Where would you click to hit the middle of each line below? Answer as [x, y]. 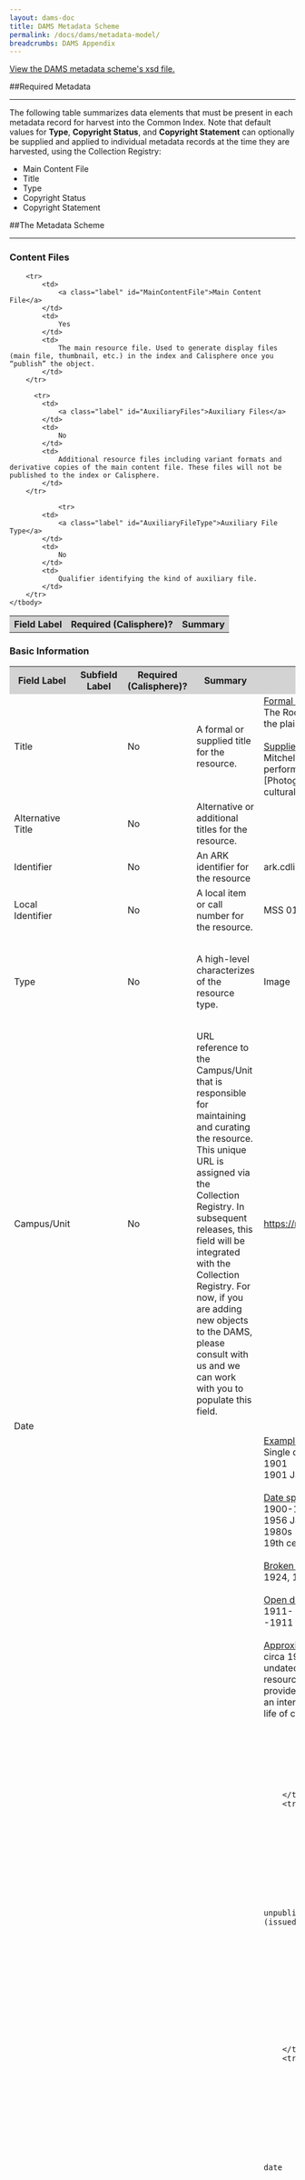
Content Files [39, 257]
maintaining [221, 1115]
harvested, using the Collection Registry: [85, 152]
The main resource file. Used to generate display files [168, 348]
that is [209, 1081]
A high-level [223, 958]
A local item [221, 893]
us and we [218, 1365]
